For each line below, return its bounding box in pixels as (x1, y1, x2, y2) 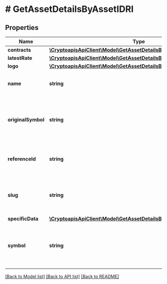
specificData (7, 215, 39, 222)
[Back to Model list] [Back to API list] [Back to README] (5, 274, 119, 280)
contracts (7, 46, 31, 53)
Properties (5, 23, 39, 32)
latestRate (7, 55, 32, 61)
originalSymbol (7, 116, 45, 123)
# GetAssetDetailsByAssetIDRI (5, 3, 134, 15)
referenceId (7, 155, 36, 162)
